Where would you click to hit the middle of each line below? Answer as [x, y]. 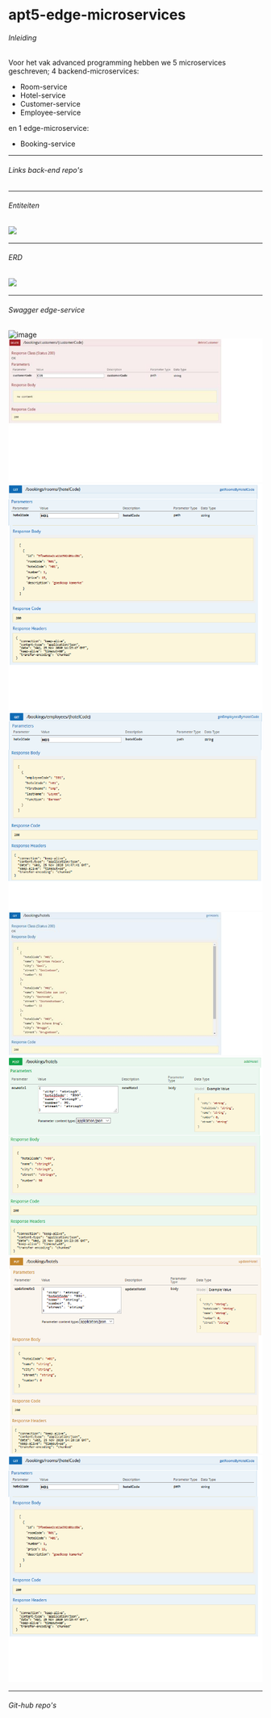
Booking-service [48, 144]
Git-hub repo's [33, 1705]
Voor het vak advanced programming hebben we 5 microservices [117, 63]
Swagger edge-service [47, 309]
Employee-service [50, 113]
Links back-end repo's [46, 170]
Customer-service [50, 104]
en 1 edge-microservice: [49, 128]
